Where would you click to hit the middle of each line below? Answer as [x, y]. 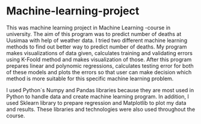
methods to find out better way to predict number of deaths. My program [97, 47]
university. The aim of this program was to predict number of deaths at [94, 34]
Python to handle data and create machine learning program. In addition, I [98, 96]
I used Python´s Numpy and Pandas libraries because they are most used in [100, 90]
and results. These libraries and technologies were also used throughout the [101, 109]
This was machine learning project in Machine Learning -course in [88, 28]
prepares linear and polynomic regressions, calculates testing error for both [100, 66]
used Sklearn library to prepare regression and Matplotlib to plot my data [96, 102]
